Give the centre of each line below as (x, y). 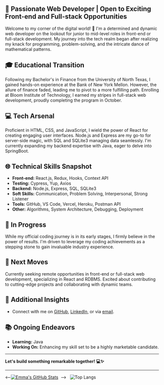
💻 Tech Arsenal (30, 116)
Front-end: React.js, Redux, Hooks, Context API (60, 178)
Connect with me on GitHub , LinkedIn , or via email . (63, 311)
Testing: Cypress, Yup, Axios (42, 183)
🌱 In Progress (26, 225)
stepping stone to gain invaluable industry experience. (60, 247)
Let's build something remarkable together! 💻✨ (55, 361)
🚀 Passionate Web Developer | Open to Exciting (78, 9)
